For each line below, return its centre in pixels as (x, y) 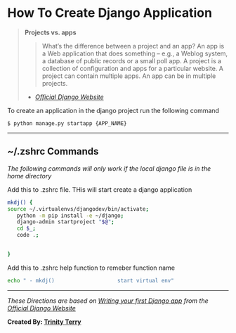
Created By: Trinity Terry (45, 322)
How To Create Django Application (110, 13)
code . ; (28, 235)
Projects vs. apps (50, 32)
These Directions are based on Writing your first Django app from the (108, 301)
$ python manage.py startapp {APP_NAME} (67, 123)
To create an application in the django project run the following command (113, 110)
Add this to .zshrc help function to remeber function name (91, 268)
